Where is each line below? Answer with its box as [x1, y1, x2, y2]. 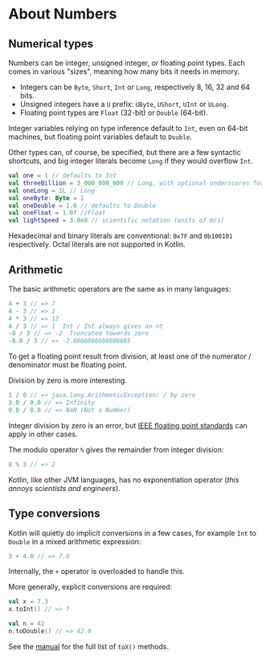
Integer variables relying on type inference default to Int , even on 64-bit [8, 124, 248, 133]
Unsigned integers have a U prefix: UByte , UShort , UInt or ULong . [19, 100, 229, 108]
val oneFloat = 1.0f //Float [8, 209, 106, 217]
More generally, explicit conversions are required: [8, 582, 173, 591]
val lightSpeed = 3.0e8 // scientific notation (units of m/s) [8, 216, 225, 225]
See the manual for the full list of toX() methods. [8, 641, 170, 651]
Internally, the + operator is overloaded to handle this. [8, 567, 185, 576]
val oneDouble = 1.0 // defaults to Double [8, 202, 157, 210]
